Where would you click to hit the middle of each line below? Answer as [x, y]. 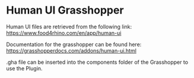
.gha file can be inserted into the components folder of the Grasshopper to [97, 62]
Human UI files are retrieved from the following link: [69, 27]
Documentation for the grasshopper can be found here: [74, 44]
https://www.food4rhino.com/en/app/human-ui [64, 32]
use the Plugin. [24, 68]
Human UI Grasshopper [65, 10]
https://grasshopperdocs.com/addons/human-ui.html [71, 50]
